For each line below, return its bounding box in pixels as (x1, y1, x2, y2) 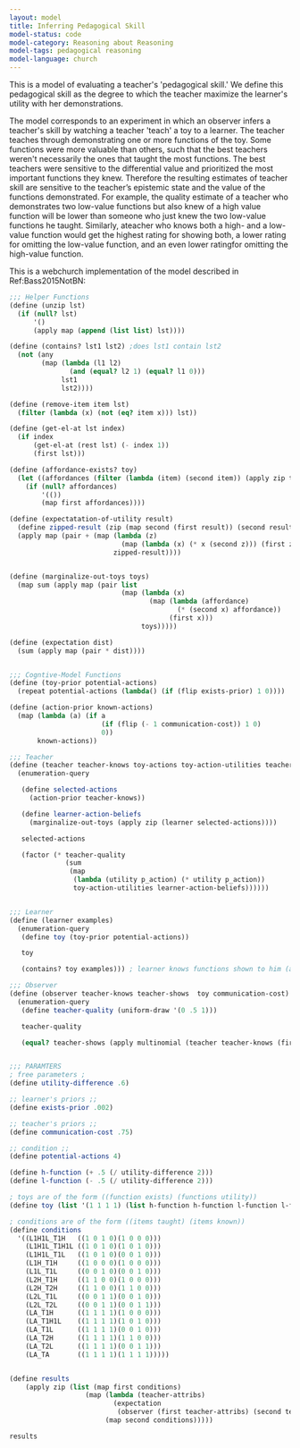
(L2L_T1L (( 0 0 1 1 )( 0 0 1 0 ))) (25, 1291, 162, 1301)
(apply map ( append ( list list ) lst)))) (32, 326, 186, 335)
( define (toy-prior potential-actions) (9, 679, 158, 688)
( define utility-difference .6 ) (9, 1079, 129, 1088)
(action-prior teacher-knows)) (29, 793, 146, 802)
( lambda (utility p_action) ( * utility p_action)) (72, 876, 266, 885)
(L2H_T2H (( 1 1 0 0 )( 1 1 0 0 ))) (25, 1283, 162, 1292)
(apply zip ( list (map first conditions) (25, 1383, 181, 1392)
